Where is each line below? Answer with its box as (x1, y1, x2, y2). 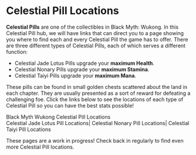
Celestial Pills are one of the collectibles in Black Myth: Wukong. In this (6, 23, 179, 30)
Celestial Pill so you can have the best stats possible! (6, 102, 134, 109)
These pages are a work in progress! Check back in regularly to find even (6, 137, 184, 144)
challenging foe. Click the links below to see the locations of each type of (6, 95, 184, 103)
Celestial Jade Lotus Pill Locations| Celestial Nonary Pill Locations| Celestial (6, 119, 190, 126)
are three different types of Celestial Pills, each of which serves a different (6, 42, 186, 49)
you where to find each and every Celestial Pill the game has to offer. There (6, 36, 188, 43)
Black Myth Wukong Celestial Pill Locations (6, 113, 111, 120)
